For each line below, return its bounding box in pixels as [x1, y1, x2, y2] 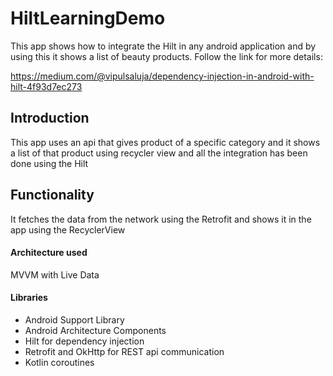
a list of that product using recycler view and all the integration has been [10, 147, 308, 159]
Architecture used [10, 247, 88, 259]
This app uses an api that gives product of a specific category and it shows [10, 136, 321, 148]
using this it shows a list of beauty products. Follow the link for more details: [10, 50, 323, 62]
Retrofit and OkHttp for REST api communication [24, 345, 225, 357]
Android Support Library [24, 313, 125, 326]
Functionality [10, 187, 95, 204]
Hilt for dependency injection [24, 335, 145, 347]
